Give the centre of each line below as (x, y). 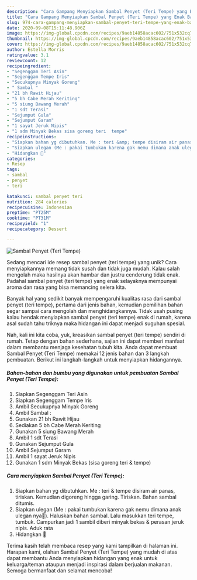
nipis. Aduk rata (34, 528)
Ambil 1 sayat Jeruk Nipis (45, 456)
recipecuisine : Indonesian (39, 207)
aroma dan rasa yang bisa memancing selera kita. (66, 287)
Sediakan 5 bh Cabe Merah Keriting (58, 425)
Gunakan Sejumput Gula (44, 443)
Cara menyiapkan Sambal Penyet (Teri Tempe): (65, 476)
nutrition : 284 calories (37, 202)
